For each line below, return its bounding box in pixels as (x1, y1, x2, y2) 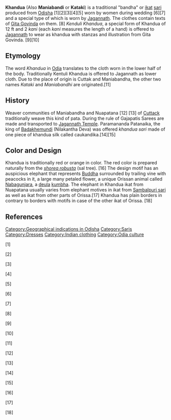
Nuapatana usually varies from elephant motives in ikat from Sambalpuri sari (5, 187, 166, 193)
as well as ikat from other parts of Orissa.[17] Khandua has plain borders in (5, 192, 162, 199)
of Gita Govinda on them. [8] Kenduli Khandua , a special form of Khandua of (5, 20, 166, 27)
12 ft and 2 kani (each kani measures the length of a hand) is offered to (5, 26, 155, 32)
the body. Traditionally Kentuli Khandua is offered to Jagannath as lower (5, 70, 157, 77)
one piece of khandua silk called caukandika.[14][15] (5, 131, 116, 137)
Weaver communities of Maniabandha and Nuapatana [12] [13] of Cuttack (5, 110, 160, 116)
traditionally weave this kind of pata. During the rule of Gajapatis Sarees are (5, 115, 164, 121)
